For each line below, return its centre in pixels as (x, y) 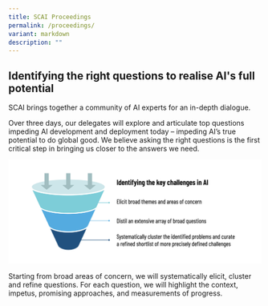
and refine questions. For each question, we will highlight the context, (123, 285)
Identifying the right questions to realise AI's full (132, 76)
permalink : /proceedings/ (51, 25)
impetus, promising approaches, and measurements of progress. (116, 293)
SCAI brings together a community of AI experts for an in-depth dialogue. (130, 107)
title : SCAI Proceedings (50, 17)
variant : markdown (39, 34)
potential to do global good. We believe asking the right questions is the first (134, 140)
